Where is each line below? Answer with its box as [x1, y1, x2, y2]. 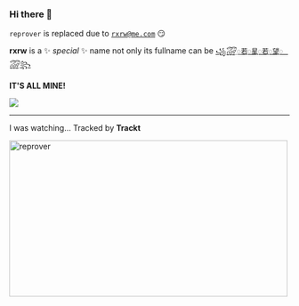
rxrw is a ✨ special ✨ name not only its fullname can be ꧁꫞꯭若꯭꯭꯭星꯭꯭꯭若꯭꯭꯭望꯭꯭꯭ [9, 45, 284, 56]
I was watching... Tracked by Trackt [9, 123, 141, 133]
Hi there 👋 [9, 8, 53, 20]
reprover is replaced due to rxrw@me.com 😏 [9, 28, 166, 39]
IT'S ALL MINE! [9, 80, 66, 92]
